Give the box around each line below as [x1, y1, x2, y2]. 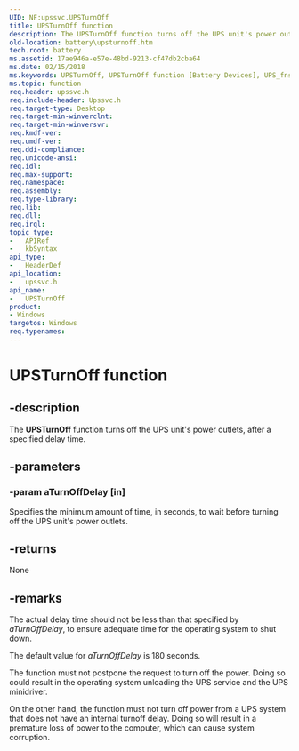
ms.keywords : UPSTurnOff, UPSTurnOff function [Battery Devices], [9, 71, 261, 80]
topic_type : [9, 228, 53, 236]
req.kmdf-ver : [9, 129, 62, 138]
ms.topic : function [9, 79, 82, 88]
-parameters [9, 459, 81, 475]
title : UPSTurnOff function [9, 21, 114, 30]
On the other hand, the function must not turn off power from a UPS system [9, 704, 287, 715]
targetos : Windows [9, 319, 77, 328]
